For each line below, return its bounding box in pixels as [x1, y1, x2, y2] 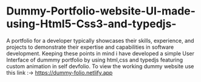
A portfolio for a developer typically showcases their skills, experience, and [6, 37, 194, 44]
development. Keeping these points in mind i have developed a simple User [6, 49, 195, 57]
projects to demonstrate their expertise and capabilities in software [6, 43, 174, 51]
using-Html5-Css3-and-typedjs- [6, 17, 177, 31]
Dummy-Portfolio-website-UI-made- [6, 4, 196, 18]
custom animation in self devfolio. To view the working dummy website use [6, 62, 194, 70]
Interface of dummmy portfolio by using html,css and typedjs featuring [6, 56, 183, 63]
